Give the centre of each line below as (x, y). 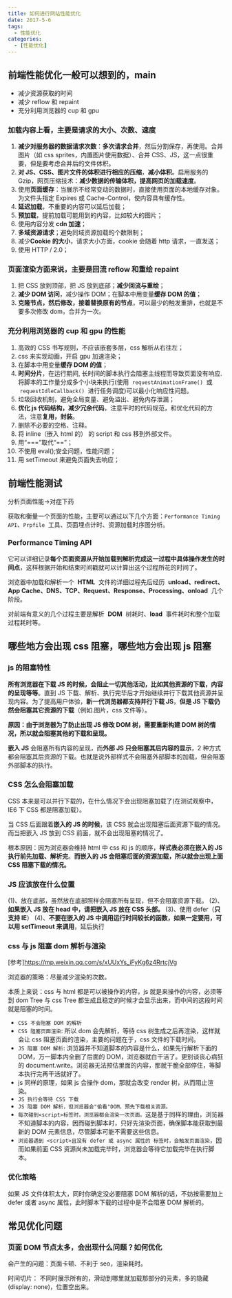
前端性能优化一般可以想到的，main (82, 76)
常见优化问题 (35, 1226)
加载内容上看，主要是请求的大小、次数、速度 (82, 130)
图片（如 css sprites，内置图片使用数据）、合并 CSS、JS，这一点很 (113, 155)
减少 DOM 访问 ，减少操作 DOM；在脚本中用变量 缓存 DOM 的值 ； (110, 294)
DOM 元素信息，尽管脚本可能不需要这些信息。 (97, 1132)
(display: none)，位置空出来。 (50, 1287)
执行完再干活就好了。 (54, 1074)
